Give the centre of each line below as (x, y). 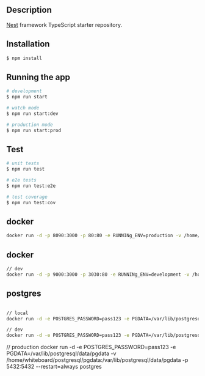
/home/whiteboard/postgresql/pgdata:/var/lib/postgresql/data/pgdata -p (97, 360)
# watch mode (23, 108)
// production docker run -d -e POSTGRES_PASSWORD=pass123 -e (91, 347)
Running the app (38, 77)
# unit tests (23, 164)
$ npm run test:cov (31, 202)
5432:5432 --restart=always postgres (54, 367)
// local (17, 313)
